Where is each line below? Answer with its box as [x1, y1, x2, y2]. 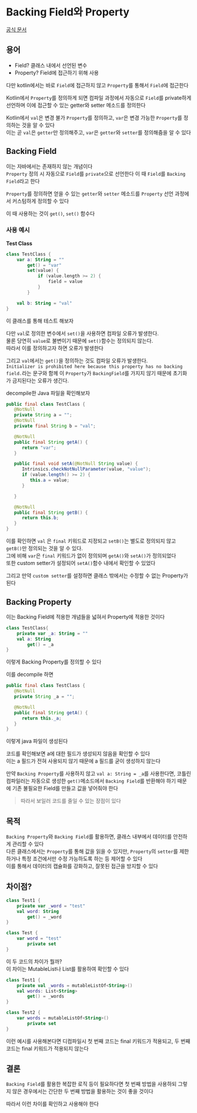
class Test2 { [6, 1010, 41, 1016]
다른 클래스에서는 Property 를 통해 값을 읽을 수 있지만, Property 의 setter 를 [6, 848, 178, 855]
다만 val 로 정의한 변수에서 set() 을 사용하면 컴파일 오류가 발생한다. [6, 330, 159, 337]
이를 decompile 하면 [6, 671, 54, 678]
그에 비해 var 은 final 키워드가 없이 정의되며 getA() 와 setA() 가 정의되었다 [6, 552, 176, 559]
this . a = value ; [29, 477, 69, 484]
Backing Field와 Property [6, 5, 130, 19]
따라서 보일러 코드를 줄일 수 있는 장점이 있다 [20, 797, 122, 805]
